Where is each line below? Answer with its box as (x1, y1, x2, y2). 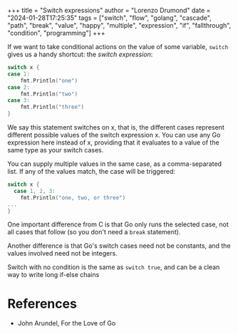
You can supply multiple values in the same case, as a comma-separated (7, 160, 222, 168)
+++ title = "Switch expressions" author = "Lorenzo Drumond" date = (7, 6, 211, 14)
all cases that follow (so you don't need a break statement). (7, 228, 181, 236)
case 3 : (7, 97, 31, 104)
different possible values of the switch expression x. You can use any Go (7, 131, 221, 139)
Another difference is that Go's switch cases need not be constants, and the (7, 241, 231, 250)
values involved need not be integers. (7, 249, 118, 258)
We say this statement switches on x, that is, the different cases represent (7, 123, 224, 131)
